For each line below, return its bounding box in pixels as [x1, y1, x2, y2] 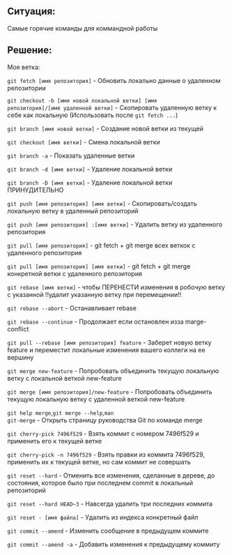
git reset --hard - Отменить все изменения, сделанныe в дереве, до [7, 471, 215, 480]
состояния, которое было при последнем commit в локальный [7, 478, 194, 487]
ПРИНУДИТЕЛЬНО [7, 185, 64, 194]
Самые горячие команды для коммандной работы [7, 24, 158, 32]
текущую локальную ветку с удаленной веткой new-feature [7, 395, 185, 403]
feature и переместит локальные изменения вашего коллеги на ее [7, 345, 206, 354]
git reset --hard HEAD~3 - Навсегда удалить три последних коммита [7, 499, 213, 508]
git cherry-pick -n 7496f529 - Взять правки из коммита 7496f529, [7, 450, 206, 459]
